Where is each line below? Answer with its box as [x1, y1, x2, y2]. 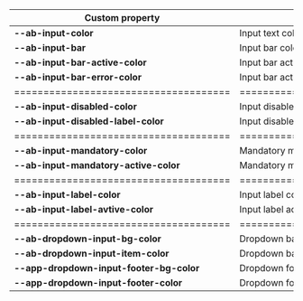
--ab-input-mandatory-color [14, 145, 148, 156]
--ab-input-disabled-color [14, 100, 137, 112]
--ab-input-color [14, 27, 94, 39]
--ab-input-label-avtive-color [14, 203, 154, 215]
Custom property [84, 12, 161, 24]
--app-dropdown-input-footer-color [14, 277, 183, 288]
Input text [238, 27, 280, 39]
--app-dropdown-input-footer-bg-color [14, 262, 200, 274]
